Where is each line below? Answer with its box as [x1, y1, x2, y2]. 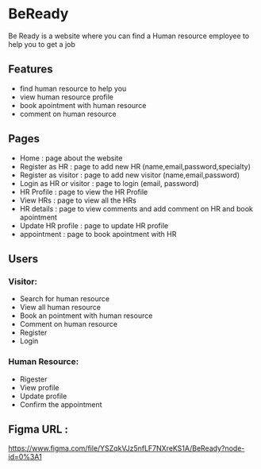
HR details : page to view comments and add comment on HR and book [19, 203, 254, 213]
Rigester [19, 374, 48, 384]
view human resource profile [19, 92, 113, 102]
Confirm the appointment [19, 399, 102, 409]
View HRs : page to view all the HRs [19, 196, 136, 205]
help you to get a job [8, 39, 75, 48]
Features [8, 63, 53, 76]
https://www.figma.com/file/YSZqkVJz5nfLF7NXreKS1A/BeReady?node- [8, 444, 245, 453]
